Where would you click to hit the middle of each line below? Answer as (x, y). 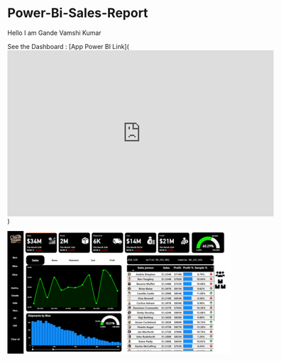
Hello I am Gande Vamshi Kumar (54, 33)
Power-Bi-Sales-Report (78, 13)
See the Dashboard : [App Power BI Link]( (68, 46)
